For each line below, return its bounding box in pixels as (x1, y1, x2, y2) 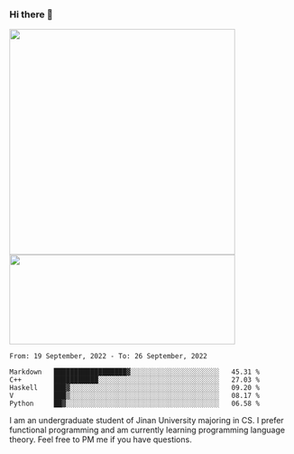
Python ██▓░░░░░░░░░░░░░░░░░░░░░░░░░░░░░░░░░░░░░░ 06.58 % (9, 399, 260, 409)
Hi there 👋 (9, 8, 54, 21)
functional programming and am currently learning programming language (9, 424, 286, 436)
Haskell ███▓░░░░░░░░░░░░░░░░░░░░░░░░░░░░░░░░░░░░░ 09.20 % (9, 384, 260, 393)
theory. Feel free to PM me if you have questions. (9, 434, 192, 445)
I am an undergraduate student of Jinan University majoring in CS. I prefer (9, 415, 284, 426)
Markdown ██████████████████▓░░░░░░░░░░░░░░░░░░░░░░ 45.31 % (9, 367, 260, 377)
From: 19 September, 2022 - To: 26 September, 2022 (9, 352, 207, 361)
